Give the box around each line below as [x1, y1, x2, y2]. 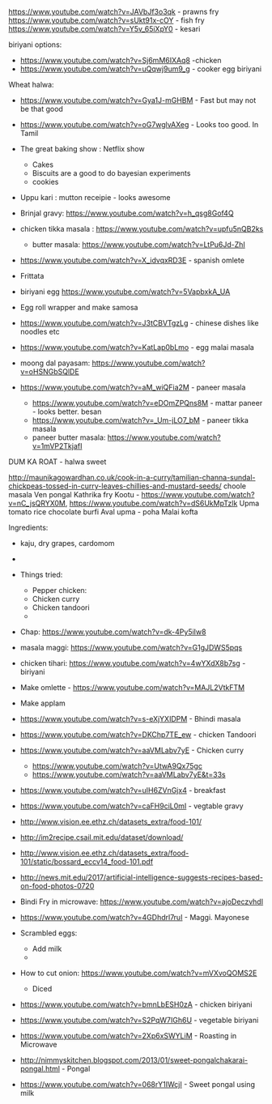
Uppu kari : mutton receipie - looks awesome [19, 193, 171, 202]
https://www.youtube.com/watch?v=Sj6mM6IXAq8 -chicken [19, 56, 222, 65]
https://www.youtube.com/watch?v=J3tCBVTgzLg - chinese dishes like [19, 318, 259, 327]
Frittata [19, 271, 45, 280]
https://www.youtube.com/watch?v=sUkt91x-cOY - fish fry [8, 15, 205, 25]
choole [223, 481, 247, 491]
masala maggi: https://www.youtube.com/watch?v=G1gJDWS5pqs [19, 643, 243, 652]
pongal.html [19, 1064, 61, 1073]
